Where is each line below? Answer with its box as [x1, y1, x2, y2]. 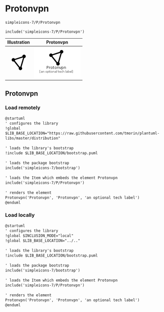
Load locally [5, 211, 35, 218]
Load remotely [5, 104, 41, 111]
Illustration [7, 39, 31, 45]
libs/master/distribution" [5, 136, 61, 141]
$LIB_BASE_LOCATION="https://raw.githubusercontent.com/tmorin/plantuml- [5, 131, 160, 136]
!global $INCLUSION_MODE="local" [5, 233, 74, 238]
